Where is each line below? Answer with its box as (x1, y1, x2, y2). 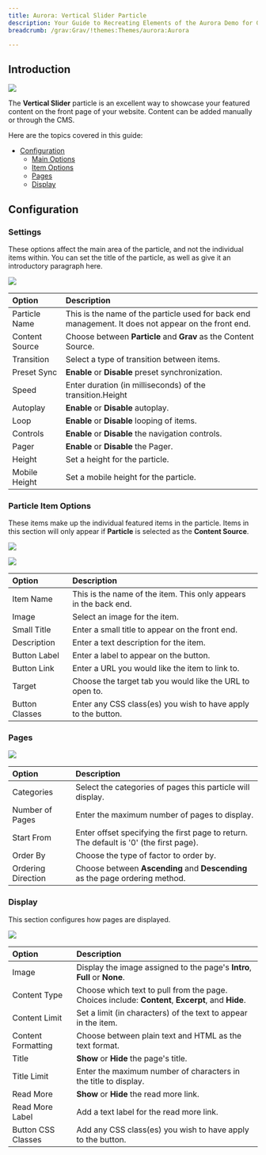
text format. (76, 1039, 120, 1050)
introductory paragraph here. (8, 261, 103, 270)
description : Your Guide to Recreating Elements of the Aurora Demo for (8, 19, 253, 27)
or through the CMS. (8, 116, 75, 125)
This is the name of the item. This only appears (72, 589, 247, 600)
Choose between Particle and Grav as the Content (66, 330, 254, 341)
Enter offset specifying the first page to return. (74, 827, 248, 838)
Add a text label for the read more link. (76, 1106, 219, 1117)
